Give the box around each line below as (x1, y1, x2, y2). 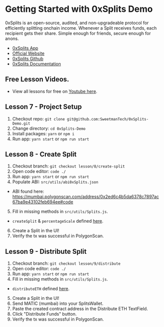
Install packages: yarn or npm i (12, 130, 75, 136)
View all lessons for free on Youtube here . (12, 88, 98, 94)
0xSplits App (12, 45, 38, 51)
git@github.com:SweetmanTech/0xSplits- (66, 117, 149, 122)
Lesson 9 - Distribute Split (5, 247, 87, 255)
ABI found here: (12, 189, 44, 195)
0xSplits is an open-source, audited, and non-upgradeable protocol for (5, 20, 149, 26)
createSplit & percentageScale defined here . (12, 218, 103, 224)
